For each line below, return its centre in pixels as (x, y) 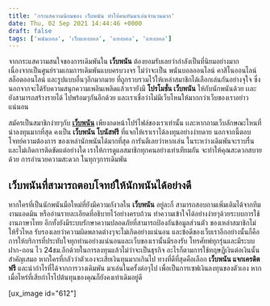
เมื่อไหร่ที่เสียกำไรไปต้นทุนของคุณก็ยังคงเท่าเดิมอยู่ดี (75, 277)
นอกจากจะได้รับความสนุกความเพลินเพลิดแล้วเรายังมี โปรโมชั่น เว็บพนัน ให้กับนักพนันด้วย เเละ (132, 89)
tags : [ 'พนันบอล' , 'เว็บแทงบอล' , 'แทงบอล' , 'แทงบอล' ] (90, 38)
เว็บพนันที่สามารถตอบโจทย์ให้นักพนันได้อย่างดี (100, 185)
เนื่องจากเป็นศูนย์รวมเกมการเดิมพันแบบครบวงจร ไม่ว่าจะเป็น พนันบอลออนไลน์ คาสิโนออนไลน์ (133, 70)
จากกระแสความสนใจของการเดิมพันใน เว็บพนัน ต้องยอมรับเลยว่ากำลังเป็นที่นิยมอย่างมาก (124, 61)
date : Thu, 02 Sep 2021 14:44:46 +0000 (75, 23)
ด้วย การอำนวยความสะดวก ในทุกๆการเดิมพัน (68, 159)
